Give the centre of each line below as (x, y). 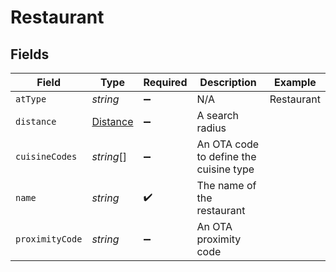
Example (295, 82)
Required (165, 82)
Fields (30, 54)
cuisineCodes (46, 156)
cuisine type (225, 169)
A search (218, 115)
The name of (226, 185)
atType (31, 99)
